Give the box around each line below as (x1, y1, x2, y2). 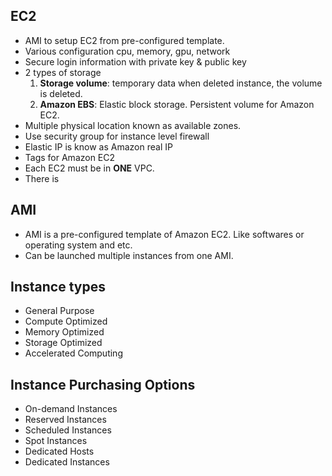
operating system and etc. (24, 239, 133, 251)
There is (24, 172, 60, 184)
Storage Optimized (24, 337, 103, 349)
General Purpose (24, 305, 95, 317)
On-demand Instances (24, 403, 118, 415)
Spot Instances (24, 435, 88, 447)
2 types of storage (24, 66, 102, 78)
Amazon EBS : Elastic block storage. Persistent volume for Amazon (39, 98, 315, 110)
